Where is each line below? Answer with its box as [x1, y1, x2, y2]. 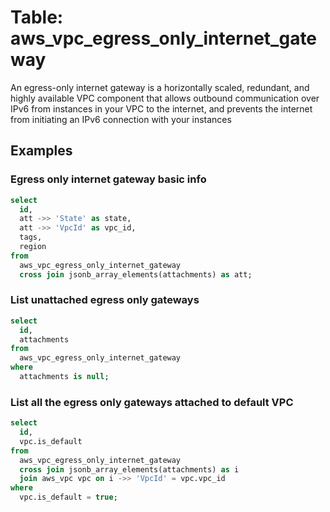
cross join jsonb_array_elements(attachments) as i [19, 464, 240, 475]
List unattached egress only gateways [10, 293, 200, 307]
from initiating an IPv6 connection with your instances [10, 113, 232, 125]
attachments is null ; [19, 372, 110, 382]
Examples [10, 142, 73, 160]
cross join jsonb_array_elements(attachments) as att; [19, 269, 253, 280]
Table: [10, 6, 64, 29]
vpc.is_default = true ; [19, 492, 118, 503]
